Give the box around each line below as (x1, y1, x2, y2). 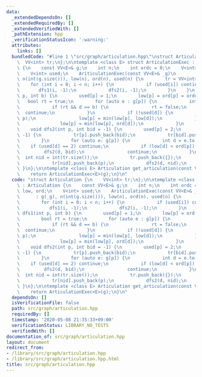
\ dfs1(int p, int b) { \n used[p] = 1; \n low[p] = (17, 210, 185, 217)
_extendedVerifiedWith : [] (11, 25, 79, 32)
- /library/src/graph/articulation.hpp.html (6, 356, 120, 362)
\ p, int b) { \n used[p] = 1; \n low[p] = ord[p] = (17, 93, 185, 99)
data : (6, 8, 20, 15)
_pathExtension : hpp (11, 31, 63, 37)
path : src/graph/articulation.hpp (11, 305, 98, 312)
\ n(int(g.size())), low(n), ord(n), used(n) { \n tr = (17, 76, 176, 82)
